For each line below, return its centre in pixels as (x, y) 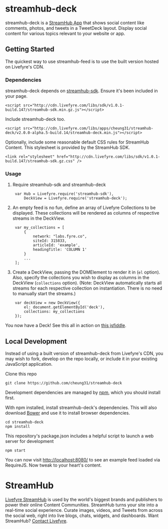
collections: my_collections (54, 312)
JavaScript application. (29, 364)
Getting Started (30, 49)
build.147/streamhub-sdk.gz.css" (40, 161)
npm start (16, 451)
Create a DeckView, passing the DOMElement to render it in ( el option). (86, 272)
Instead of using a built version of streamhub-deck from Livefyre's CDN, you (84, 354)
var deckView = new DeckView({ (47, 303)
